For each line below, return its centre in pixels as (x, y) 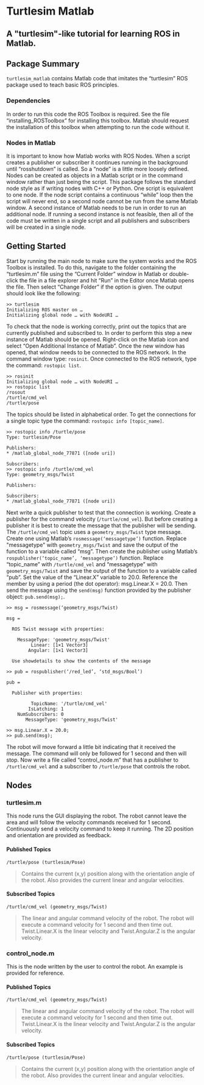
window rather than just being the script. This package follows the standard (101, 181)
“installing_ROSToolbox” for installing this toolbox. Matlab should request (98, 121)
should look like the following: (44, 293)
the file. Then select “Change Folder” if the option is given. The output (94, 287)
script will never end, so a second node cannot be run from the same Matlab (102, 201)
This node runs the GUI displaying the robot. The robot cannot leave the (97, 816)
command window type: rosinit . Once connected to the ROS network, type (101, 359)
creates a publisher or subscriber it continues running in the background (97, 162)
